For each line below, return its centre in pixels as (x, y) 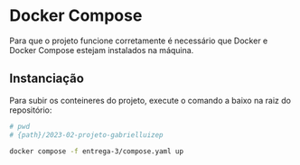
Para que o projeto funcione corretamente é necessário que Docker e (139, 41)
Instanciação (47, 79)
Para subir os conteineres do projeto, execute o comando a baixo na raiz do (150, 100)
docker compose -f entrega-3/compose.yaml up (96, 151)
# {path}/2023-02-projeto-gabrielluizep (87, 135)
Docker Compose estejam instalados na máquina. (102, 50)
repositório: (31, 110)
